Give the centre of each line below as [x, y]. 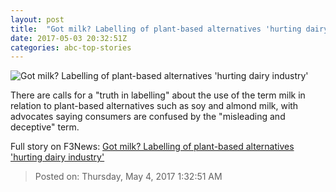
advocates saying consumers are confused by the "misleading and [148, 117]
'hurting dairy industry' [57, 157]
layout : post [37, 19]
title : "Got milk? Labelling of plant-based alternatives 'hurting [156, 29]
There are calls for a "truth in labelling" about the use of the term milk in [158, 95]
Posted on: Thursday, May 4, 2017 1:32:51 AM [128, 177]
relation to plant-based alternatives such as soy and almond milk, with [154, 106]
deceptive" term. [45, 127]
